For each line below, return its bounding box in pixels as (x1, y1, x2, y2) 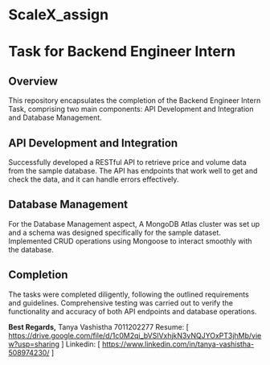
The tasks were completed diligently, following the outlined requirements (8, 289, 249, 299)
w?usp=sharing (8, 339, 60, 349)
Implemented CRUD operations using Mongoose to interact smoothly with (8, 236, 252, 246)
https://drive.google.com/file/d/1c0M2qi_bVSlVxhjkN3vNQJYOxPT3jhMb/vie (8, 330, 262, 340)
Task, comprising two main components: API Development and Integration (8, 105, 254, 114)
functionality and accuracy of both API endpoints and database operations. (8, 306, 257, 316)
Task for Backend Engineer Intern (8, 43, 235, 61)
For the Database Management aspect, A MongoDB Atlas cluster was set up (8, 219, 260, 228)
